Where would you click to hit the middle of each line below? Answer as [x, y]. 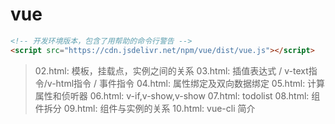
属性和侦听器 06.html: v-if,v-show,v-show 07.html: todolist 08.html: [172, 95]
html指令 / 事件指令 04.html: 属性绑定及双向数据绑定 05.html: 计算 [190, 83]
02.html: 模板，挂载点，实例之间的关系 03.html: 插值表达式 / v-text [171, 70]
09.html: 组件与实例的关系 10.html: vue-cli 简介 [159, 108]
